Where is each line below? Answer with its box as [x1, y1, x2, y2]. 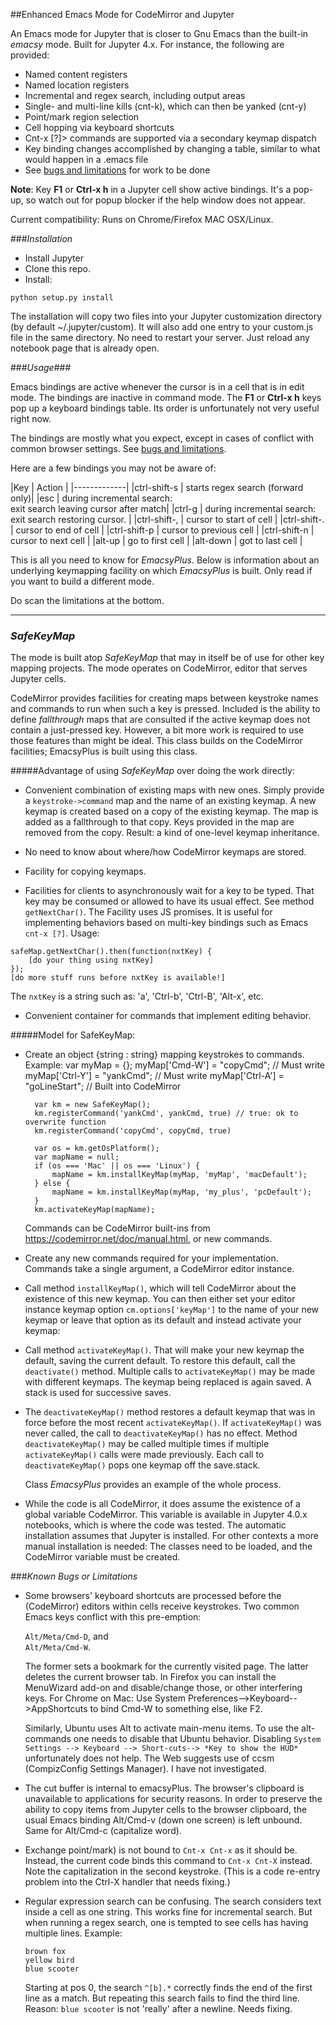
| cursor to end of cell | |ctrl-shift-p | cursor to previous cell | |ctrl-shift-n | [10, 524, 315, 536]
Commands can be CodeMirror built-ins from [24, 1222, 211, 1234]
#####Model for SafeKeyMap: [10, 1029, 136, 1041]
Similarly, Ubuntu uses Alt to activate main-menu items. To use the [24, 1722, 300, 1734]
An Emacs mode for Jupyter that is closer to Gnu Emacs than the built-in [10, 28, 309, 39]
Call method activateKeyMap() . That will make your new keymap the [24, 1344, 305, 1356]
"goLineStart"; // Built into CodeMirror [24, 1080, 182, 1093]
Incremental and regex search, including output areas [24, 90, 246, 101]
